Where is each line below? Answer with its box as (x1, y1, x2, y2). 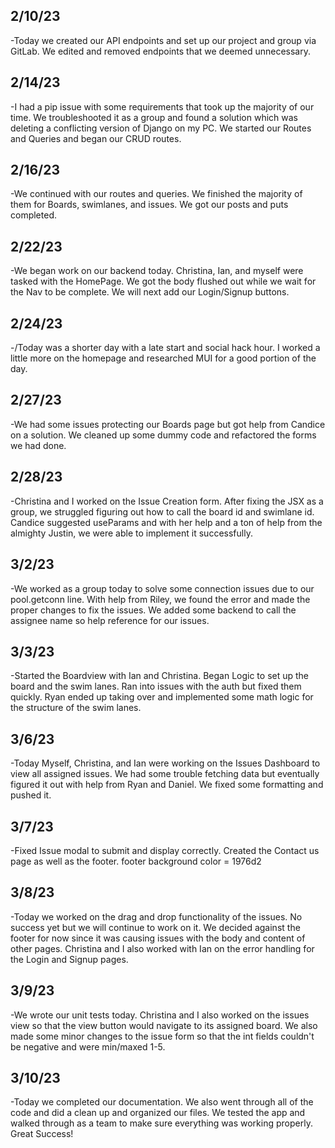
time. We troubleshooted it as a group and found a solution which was (10, 111, 298, 123)
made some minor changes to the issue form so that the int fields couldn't (10, 1030, 315, 1042)
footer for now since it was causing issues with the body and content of (10, 932, 306, 944)
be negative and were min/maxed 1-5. (10, 1040, 166, 1053)
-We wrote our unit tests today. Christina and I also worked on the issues (10, 1009, 310, 1021)
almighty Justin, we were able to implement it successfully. (10, 527, 253, 539)
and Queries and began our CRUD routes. (10, 132, 182, 144)
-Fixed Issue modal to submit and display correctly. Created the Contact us (10, 844, 320, 856)
